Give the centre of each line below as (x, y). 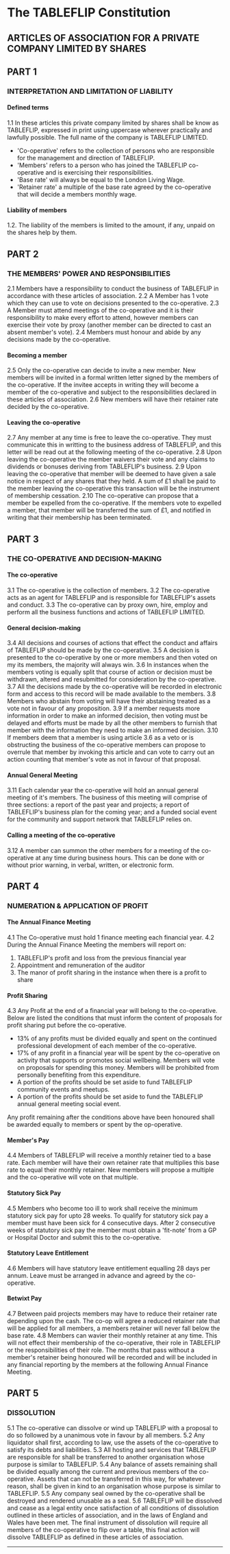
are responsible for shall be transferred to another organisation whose (106, 1457)
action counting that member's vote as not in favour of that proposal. (104, 760)
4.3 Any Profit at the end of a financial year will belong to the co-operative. (112, 1011)
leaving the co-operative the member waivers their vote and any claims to (111, 460)
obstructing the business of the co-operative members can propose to (106, 745)
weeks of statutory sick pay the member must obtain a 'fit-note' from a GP (112, 1230)
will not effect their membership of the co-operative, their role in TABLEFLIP (114, 1343)
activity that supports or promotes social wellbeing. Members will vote (116, 1060)
